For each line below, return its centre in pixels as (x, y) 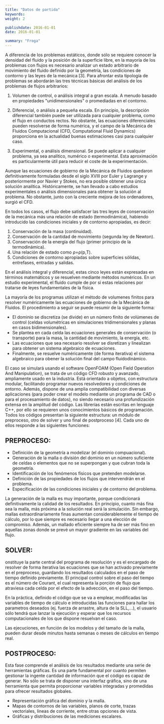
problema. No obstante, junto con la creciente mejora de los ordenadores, (80, 197)
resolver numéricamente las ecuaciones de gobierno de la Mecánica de (77, 302)
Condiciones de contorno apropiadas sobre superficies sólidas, (76, 257)
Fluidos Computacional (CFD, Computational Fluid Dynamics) (74, 131)
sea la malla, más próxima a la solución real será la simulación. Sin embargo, (82, 509)
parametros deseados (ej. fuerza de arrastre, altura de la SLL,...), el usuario (81, 608)
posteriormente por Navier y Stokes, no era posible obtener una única (75, 181)
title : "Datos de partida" (33, 10)
